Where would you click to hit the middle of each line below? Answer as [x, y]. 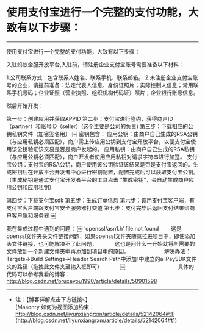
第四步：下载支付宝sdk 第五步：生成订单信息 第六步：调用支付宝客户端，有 [101, 200]
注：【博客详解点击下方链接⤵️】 [53, 299]
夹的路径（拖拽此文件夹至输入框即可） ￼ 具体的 [100, 267]
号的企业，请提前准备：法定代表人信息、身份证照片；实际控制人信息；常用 [100, 85]
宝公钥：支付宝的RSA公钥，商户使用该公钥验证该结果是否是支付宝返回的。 [100, 164]
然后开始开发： [25, 106]
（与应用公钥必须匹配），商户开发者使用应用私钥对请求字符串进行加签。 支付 [102, 157]
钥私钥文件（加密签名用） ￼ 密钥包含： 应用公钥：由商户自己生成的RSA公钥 [102, 134]
